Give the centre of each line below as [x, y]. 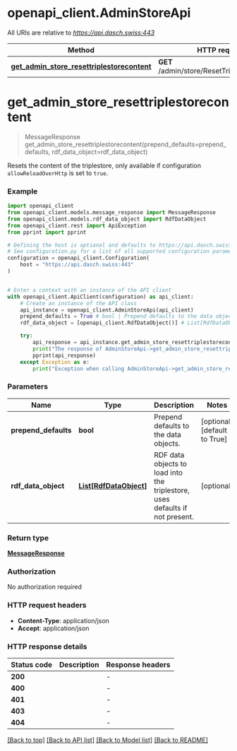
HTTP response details [47, 646]
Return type [28, 538]
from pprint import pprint [47, 232]
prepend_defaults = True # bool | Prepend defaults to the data [116, 317]
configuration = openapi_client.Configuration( [79, 258]
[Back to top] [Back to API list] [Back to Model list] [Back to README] [108, 740]
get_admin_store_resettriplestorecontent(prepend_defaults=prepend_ [126, 144]
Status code [32, 664]
